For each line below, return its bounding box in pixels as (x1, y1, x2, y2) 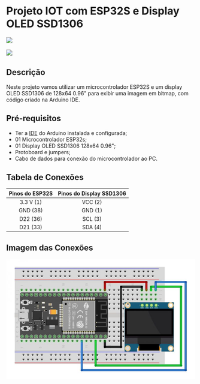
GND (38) (19, 207, 43, 214)
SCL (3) (82, 215, 102, 223)
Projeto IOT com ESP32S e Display (6, 4, 180, 18)
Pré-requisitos (6, 113, 62, 124)
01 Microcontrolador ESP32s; (14, 136, 87, 143)
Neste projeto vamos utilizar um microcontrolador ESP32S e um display (6, 83, 183, 91)
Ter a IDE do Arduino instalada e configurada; (14, 129, 128, 136)
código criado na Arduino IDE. (6, 96, 80, 103)
